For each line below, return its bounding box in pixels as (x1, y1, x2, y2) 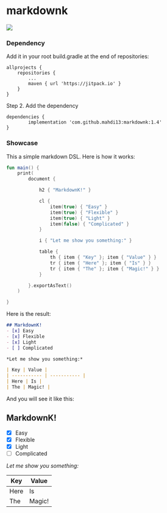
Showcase (6, 139, 38, 148)
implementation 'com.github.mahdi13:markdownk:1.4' (28, 119, 163, 125)
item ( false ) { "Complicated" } (49, 221, 130, 227)
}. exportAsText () (28, 282, 72, 288)
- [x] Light (6, 339, 37, 345)
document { (28, 176, 56, 182)
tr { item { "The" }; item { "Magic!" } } (49, 266, 160, 272)
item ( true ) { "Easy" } (49, 203, 108, 210)
